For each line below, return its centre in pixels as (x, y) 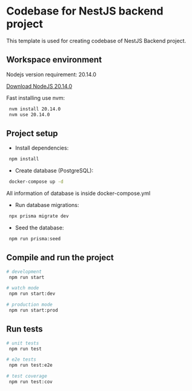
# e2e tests (21, 360)
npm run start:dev (32, 294)
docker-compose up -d (36, 182)
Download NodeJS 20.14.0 (39, 86)
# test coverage (27, 376)
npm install (24, 159)
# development (24, 271)
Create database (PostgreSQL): (54, 171)
